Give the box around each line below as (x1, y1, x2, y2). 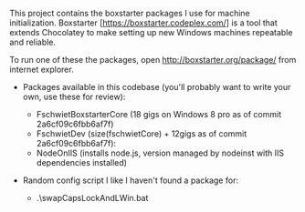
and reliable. (9, 36, 57, 47)
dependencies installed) (36, 157, 128, 167)
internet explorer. (9, 64, 75, 75)
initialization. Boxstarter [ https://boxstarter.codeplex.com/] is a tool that (9, 17, 279, 28)
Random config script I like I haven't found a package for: (22, 175, 239, 186)
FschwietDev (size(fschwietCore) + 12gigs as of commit (36, 128, 247, 139)
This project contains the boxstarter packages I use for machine (9, 8, 250, 18)
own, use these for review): (22, 91, 126, 102)
